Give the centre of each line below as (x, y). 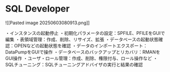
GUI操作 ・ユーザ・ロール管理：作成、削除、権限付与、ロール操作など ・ (82, 58)
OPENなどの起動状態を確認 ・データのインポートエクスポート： (81, 45)
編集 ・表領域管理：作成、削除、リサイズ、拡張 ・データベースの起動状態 (82, 39)
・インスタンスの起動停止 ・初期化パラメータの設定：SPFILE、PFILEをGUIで (85, 33)
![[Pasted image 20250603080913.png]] (47, 23)
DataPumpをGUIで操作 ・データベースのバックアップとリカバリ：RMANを (83, 52)
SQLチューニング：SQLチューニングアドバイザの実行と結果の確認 (74, 64)
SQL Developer (38, 9)
